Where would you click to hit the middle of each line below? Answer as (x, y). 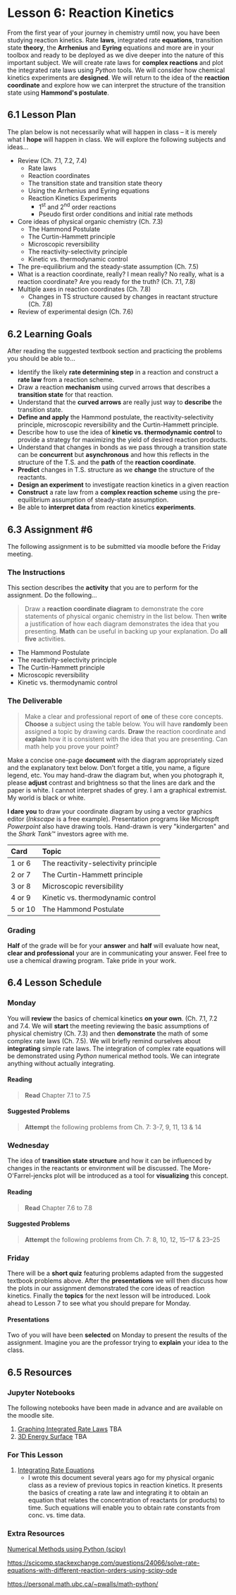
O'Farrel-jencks (30, 1176)
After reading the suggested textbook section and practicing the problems (115, 351)
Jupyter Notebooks (41, 1392)
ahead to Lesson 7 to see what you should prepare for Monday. (99, 1303)
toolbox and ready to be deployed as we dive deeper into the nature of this (116, 55)
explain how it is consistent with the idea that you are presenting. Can (126, 739)
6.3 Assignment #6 (50, 529)
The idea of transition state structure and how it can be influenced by (110, 1161)
